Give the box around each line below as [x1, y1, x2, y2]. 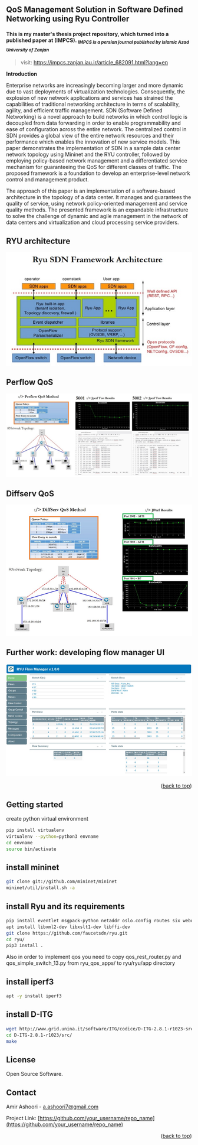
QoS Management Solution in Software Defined [6, 5, 184, 15]
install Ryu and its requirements [6, 901, 125, 912]
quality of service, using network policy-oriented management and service [6, 200, 187, 207]
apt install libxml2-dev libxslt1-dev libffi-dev [6, 924, 131, 930]
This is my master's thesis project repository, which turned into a [6, 30, 169, 37]
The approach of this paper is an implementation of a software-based [6, 187, 176, 194]
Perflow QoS [6, 378, 54, 388]
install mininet [6, 863, 60, 872]
